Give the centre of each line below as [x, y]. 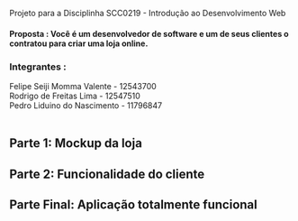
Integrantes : [38, 67]
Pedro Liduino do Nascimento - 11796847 [86, 105]
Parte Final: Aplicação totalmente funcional [134, 205]
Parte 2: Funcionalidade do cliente [107, 174]
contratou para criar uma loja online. [79, 43]
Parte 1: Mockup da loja [76, 143]
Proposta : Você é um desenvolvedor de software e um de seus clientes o [149, 33]
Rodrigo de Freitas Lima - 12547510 [75, 96]
